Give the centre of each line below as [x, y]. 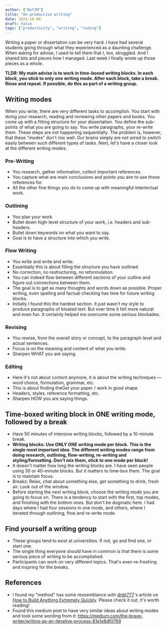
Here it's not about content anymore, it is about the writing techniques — [87, 378]
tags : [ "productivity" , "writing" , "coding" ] [53, 28]
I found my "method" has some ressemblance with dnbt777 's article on [85, 595]
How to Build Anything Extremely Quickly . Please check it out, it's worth [86, 600]
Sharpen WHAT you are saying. [44, 354]
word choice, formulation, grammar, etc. [53, 383]
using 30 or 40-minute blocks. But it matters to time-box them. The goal [86, 471]
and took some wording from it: [44, 616]
